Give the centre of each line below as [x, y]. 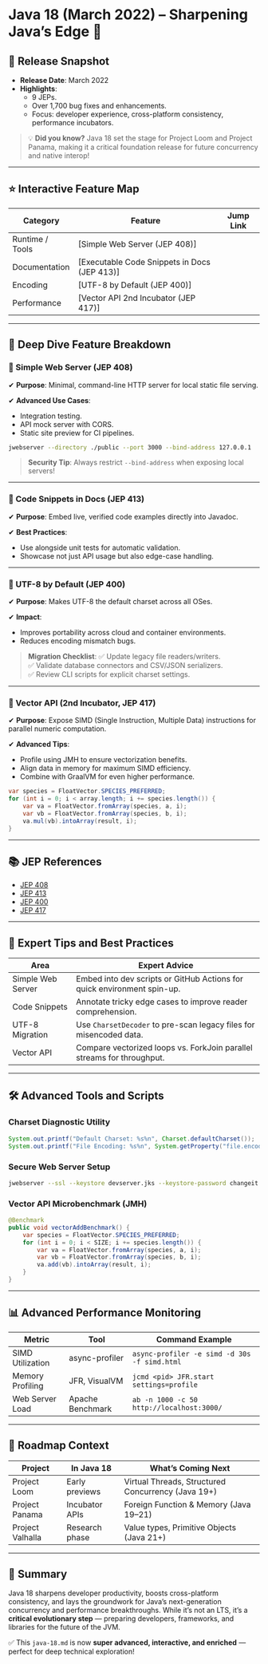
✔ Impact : [25, 617]
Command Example [194, 1339]
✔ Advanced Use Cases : [49, 400]
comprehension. [106, 1012]
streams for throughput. [120, 1057]
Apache [83, 1398]
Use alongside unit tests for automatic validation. [100, 547]
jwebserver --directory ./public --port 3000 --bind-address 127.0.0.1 [130, 447]
